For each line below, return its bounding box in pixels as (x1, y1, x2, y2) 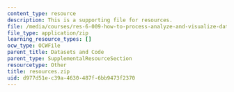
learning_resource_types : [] (7, 36, 92, 43)
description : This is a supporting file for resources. (7, 17, 173, 24)
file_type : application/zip (7, 29, 89, 37)
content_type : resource (7, 10, 77, 17)
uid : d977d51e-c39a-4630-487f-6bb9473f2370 (7, 74, 136, 82)
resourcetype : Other (7, 62, 68, 68)
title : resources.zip (7, 68, 70, 75)
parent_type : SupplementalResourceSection (7, 55, 132, 62)
